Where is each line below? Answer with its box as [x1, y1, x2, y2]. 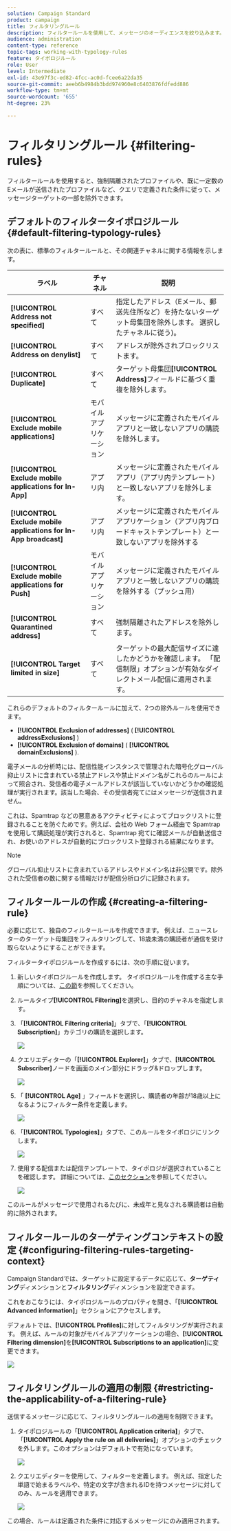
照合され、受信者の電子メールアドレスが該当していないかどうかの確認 [19, 779, 218, 788]
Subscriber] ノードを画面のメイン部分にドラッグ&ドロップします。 [16, 1064, 206, 1072]
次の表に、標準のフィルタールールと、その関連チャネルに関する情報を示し [7, 246, 218, 254]
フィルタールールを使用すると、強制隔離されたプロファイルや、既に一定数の [7, 177, 223, 185]
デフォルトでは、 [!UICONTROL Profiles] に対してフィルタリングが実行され [7, 1321, 218, 1330]
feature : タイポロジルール [7, 55, 76, 62]
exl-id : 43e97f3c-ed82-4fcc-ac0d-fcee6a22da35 [7, 74, 143, 81]
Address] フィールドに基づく [115, 374, 209, 383]
